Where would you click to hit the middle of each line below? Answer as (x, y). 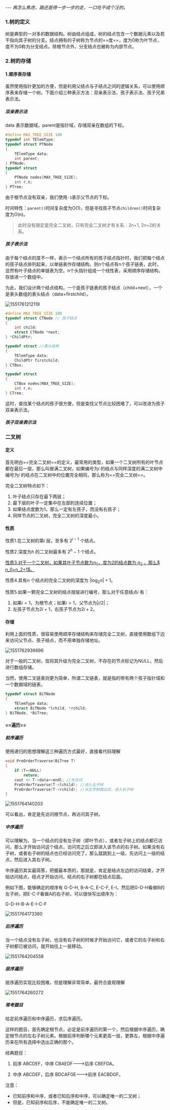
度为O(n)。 (17, 214)
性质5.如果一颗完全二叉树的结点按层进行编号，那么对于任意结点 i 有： (77, 592)
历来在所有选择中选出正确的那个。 (41, 1042)
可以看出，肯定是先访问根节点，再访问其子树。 (54, 814)
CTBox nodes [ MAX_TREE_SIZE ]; (45, 384)
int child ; (26, 328)
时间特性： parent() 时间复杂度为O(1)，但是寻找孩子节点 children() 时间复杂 (83, 208)
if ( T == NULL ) (28, 771)
